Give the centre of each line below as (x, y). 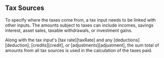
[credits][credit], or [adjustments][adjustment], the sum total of (95, 45)
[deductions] (126, 40)
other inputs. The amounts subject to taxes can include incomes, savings (80, 25)
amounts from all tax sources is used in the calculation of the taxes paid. (79, 50)
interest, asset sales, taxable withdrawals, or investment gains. (69, 30)
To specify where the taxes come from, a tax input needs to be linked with (81, 20)
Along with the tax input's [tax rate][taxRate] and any (59, 40)
